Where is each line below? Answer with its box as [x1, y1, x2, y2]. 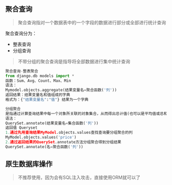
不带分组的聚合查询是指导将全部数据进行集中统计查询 [17, 58, 131, 64]
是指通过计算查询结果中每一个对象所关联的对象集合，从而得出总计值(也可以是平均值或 [5, 111, 160, 116]
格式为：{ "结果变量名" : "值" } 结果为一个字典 [5, 97, 89, 102]
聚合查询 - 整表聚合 [5, 68, 38, 74]
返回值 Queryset [5, 125, 38, 130]
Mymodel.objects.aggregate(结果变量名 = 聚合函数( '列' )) [5, 87, 117, 93]
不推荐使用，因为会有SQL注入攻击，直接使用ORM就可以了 [17, 174, 141, 180]
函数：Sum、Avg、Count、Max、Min [5, 78, 71, 83]
